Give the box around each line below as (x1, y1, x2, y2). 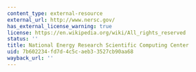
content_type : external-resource (7, 10, 103, 17)
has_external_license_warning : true (7, 23, 112, 29)
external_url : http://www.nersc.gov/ (7, 16, 116, 23)
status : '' (7, 36, 39, 43)
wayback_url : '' (7, 55, 54, 62)
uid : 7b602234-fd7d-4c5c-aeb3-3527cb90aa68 (7, 49, 134, 56)
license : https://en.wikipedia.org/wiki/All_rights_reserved (7, 29, 186, 36)
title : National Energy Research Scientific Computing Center (7, 42, 189, 49)
